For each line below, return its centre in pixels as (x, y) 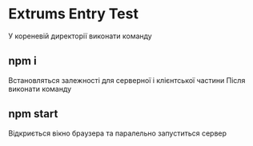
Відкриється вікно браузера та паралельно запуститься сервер (117, 133)
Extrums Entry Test (73, 14)
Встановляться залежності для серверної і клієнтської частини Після (127, 80)
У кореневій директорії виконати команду (80, 36)
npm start (33, 114)
